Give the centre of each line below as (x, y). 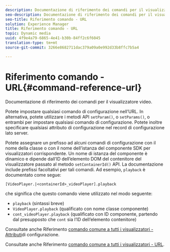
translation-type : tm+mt (31, 43)
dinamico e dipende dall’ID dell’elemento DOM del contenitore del (73, 159)
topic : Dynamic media (28, 33)
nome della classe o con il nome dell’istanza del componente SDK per (78, 148)
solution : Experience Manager (37, 24)
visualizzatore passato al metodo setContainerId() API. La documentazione (84, 164)
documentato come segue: (33, 175)
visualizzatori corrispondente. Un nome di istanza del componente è (76, 153)
